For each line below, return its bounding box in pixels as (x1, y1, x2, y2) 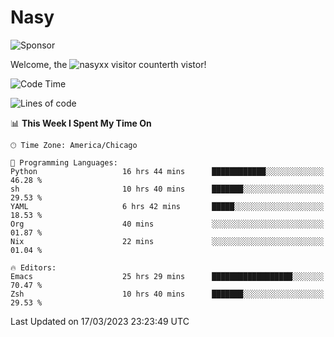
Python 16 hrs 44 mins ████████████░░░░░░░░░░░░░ (10, 166, 325, 176)
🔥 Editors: (10, 262, 57, 273)
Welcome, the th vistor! (10, 58, 207, 70)
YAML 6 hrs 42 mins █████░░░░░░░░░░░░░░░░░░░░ (10, 201, 325, 211)
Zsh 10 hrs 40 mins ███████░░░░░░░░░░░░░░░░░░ (10, 289, 325, 299)
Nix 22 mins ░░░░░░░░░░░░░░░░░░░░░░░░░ (10, 236, 325, 246)
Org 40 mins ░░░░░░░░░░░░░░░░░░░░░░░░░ (10, 219, 325, 229)
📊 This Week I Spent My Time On (10, 117, 152, 129)
